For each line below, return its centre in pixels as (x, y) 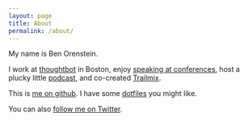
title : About (30, 23)
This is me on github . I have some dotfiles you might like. (103, 94)
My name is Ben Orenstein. (53, 54)
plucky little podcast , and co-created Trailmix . (85, 78)
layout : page (30, 16)
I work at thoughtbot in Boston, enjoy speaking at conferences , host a (124, 69)
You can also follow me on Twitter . (65, 109)
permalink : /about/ (41, 31)
